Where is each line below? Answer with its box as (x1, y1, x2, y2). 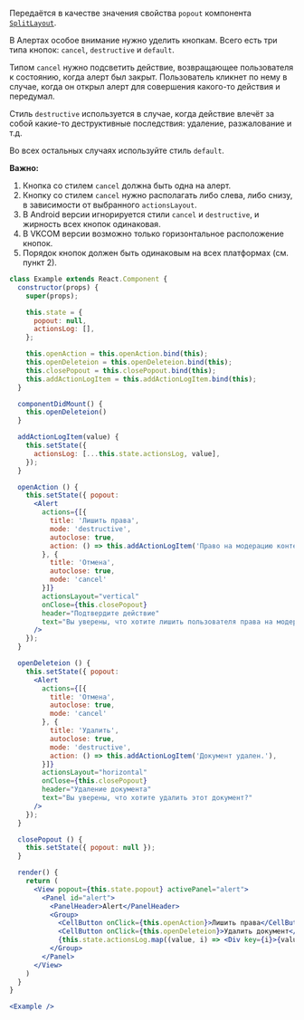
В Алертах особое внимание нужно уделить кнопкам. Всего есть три (9, 35, 278, 45)
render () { (17, 868, 59, 877)
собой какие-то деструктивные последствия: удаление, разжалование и (9, 118, 292, 129)
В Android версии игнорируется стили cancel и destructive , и (22, 209, 260, 220)
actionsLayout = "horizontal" (42, 768, 147, 777)
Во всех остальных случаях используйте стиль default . (9, 145, 224, 156)
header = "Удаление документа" (42, 785, 152, 795)
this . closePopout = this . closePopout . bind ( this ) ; (25, 366, 217, 375)
